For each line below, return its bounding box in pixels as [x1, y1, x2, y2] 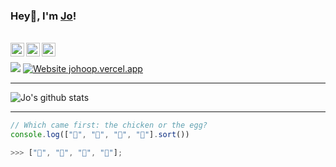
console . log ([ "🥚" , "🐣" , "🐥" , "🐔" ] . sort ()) [10, 130, 190, 140]
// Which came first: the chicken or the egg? [10, 120, 208, 131]
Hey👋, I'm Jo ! [10, 9, 77, 23]
